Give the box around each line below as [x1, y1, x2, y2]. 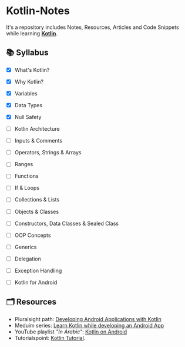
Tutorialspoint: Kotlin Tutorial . [14, 334, 86, 341]
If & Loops [14, 184, 40, 191]
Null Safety [14, 114, 42, 120]
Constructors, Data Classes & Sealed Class [14, 220, 119, 227]
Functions [14, 173, 39, 180]
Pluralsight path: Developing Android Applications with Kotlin [14, 315, 162, 322]
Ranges [14, 161, 33, 168]
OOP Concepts [14, 232, 51, 239]
